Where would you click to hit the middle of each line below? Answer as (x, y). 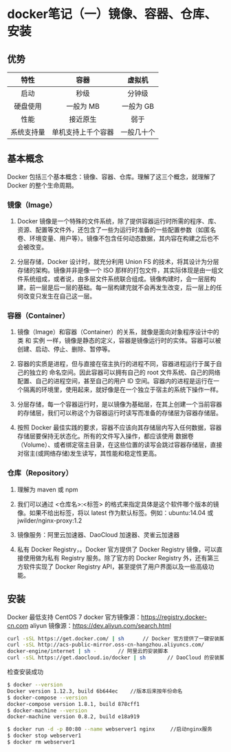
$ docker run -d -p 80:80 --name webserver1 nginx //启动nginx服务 (110, 729)
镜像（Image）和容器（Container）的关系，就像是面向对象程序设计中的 (118, 332)
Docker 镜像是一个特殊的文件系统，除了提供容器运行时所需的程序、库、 (119, 221)
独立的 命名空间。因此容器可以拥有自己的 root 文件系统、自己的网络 (125, 372)
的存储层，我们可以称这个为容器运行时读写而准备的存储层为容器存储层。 (119, 413)
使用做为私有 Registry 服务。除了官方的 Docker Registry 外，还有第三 (121, 558)
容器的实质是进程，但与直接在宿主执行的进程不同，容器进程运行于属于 (117, 364)
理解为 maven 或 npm (47, 489)
